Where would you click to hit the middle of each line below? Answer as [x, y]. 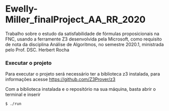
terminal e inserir [23, 95]
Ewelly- [22, 9]
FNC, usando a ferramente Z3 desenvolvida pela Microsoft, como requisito [83, 39]
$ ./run [13, 104]
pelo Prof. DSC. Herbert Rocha [37, 50]
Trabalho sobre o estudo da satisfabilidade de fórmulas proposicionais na [82, 33]
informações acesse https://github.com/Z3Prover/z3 [60, 80]
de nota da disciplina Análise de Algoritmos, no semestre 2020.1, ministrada [84, 44]
